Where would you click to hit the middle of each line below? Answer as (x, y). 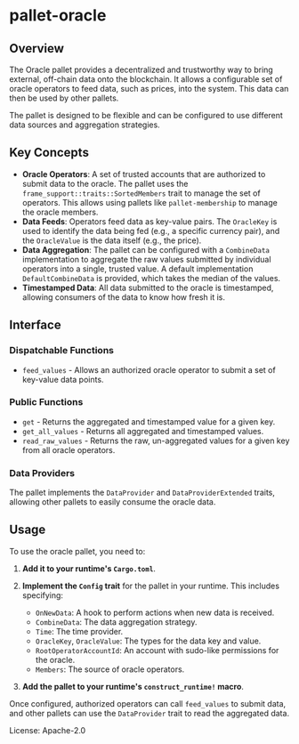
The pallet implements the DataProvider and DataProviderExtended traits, (142, 493)
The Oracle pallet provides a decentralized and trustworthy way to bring (141, 69)
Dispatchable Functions (61, 351)
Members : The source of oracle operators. (110, 669)
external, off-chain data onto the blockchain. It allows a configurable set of (146, 79)
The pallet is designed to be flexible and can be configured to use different (146, 115)
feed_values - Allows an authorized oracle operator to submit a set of (149, 369)
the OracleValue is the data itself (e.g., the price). (112, 240)
